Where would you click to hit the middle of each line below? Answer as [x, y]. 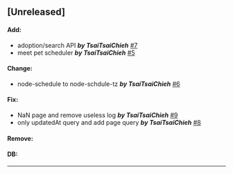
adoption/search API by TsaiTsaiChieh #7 [77, 45]
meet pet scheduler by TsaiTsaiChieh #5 [76, 53]
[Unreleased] [36, 12]
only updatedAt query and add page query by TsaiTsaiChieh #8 [109, 122]
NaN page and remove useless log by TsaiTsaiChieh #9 [97, 115]
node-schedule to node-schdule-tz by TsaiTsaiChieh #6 [98, 84]
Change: [20, 69]
